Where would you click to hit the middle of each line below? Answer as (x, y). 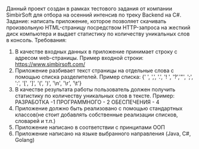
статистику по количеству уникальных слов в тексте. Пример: (94, 96)
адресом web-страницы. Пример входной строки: (79, 58)
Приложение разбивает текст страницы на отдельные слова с (94, 70)
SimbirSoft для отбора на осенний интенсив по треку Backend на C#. (94, 15)
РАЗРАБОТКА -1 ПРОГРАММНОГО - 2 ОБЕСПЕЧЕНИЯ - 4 (87, 102)
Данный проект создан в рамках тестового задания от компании (89, 9)
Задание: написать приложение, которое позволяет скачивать (86, 21)
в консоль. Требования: (36, 40)
